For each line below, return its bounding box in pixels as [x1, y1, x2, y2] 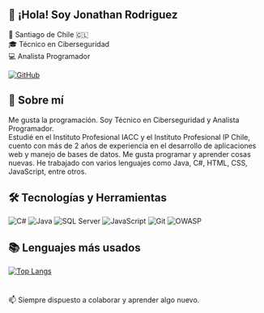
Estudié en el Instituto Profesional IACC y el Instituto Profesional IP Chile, [8, 132, 251, 142]
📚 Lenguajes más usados [8, 240, 141, 255]
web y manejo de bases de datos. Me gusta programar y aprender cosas [8, 149, 251, 159]
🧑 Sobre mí [8, 94, 64, 108]
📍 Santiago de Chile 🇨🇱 [8, 29, 89, 39]
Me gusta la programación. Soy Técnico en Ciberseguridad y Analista [8, 115, 240, 125]
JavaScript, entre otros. [8, 167, 87, 176]
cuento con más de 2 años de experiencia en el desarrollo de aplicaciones [8, 141, 257, 150]
